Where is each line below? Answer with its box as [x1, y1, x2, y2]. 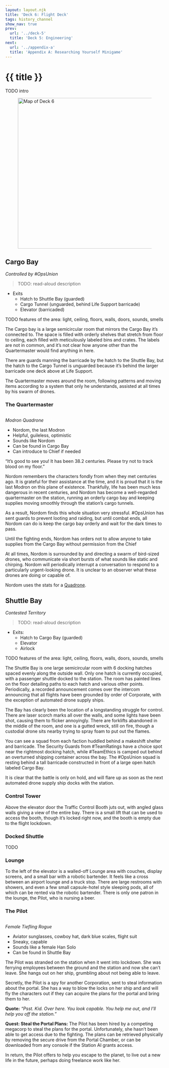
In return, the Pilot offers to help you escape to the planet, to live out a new [5, 1052, 160, 1058]
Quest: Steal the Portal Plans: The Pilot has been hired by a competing [5, 1021, 153, 1027]
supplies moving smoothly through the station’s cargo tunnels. [5, 500, 135, 506]
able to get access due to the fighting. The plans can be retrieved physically [5, 1031, 163, 1037]
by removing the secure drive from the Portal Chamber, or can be [5, 1037, 141, 1043]
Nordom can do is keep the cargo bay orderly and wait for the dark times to [5, 520, 162, 526]
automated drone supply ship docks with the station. [5, 780, 115, 786]
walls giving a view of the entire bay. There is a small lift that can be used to [5, 809, 163, 815]
